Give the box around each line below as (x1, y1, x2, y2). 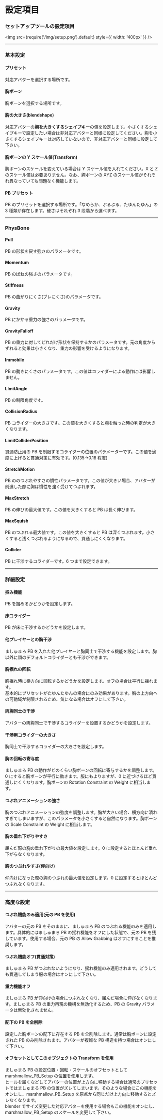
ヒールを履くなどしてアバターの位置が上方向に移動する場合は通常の (5, 1079, 141, 1085)
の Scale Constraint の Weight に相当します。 (5, 821, 95, 827)
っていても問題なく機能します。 (17, 178, 81, 184)
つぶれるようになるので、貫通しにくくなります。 (30, 535, 128, 541)
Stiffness (5, 282, 24, 288)
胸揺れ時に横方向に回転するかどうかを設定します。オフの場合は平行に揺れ (5, 678, 154, 684)
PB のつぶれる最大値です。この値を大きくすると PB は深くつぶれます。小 (5, 529, 151, 535)
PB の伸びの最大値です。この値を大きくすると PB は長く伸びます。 (5, 507, 138, 512)
